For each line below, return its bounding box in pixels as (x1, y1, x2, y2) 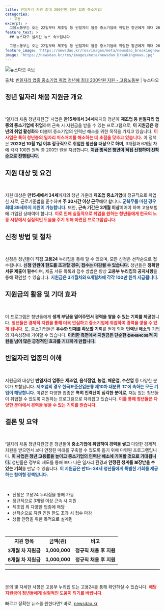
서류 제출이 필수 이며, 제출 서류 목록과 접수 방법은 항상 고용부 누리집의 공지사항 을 (5, 268, 158, 274)
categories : (5, 12, 29, 17)
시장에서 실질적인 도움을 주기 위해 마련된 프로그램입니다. (10, 217, 117, 223)
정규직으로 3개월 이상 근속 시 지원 (12, 498, 77, 504)
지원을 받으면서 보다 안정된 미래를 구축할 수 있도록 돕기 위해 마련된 (5, 447, 132, 453)
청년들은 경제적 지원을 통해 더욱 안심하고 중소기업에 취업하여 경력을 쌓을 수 (11, 319, 153, 325)
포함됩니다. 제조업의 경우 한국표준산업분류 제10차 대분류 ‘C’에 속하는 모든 (14, 383, 153, 389)
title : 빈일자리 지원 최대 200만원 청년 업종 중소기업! (5, 7, 103, 12)
